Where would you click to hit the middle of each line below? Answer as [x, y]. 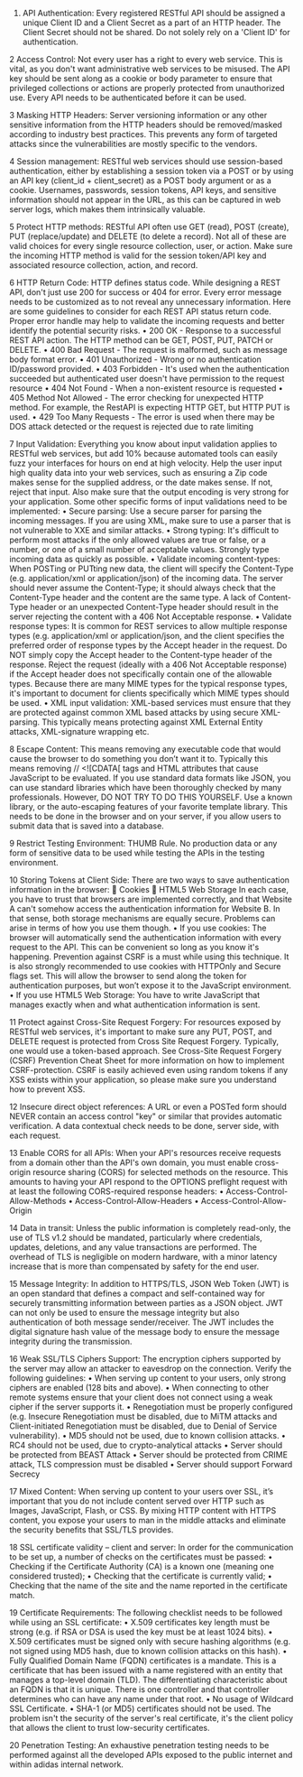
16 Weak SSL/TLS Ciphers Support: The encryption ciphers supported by [145, 1359]
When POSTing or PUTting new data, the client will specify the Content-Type [152, 569]
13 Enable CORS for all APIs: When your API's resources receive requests [145, 1153]
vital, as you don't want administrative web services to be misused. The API [150, 69]
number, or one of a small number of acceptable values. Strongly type [139, 549]
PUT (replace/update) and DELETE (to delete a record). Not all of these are [148, 236]
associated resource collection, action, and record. [104, 265]
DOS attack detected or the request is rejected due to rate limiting [132, 426]
